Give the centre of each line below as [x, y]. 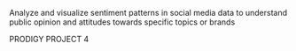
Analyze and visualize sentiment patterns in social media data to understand [148, 13]
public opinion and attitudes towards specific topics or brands [122, 22]
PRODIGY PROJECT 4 [49, 39]
